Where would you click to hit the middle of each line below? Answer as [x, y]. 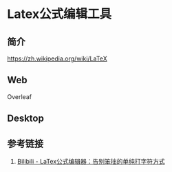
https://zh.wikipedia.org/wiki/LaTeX [57, 58]
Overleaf [20, 96]
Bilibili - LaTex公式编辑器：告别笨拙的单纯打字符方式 [91, 162]
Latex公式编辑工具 [60, 14]
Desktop [26, 119]
